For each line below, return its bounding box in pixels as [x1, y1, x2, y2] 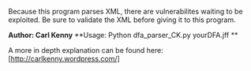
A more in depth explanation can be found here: [8, 46, 163, 54]
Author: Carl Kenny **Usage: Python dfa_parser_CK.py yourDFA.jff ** [8, 31, 238, 39]
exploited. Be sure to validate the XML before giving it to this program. [8, 15, 237, 24]
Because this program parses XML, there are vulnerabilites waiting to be [8, 7, 243, 16]
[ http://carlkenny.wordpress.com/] [8, 54, 120, 63]
